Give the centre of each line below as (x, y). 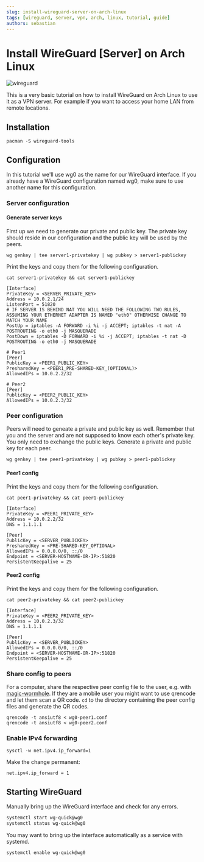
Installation (28, 127)
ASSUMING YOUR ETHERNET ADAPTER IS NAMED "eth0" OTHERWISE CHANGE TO (97, 315)
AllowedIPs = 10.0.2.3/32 (39, 401)
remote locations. (28, 108)
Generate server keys (34, 217)
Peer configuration (35, 415)
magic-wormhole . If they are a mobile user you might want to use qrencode (101, 694)
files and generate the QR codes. (48, 707)
